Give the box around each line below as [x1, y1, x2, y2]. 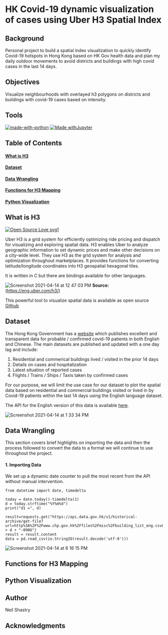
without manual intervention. [5, 478, 64, 484]
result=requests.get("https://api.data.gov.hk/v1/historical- [5, 514, 137, 519]
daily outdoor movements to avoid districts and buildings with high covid [5, 58, 154, 64]
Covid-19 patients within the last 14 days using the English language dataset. [5, 392, 163, 398]
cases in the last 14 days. [5, 64, 57, 69]
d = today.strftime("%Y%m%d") [5, 501, 68, 506]
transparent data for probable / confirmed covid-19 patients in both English [5, 336, 160, 342]
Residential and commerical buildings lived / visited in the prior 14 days [12, 356, 159, 362]
